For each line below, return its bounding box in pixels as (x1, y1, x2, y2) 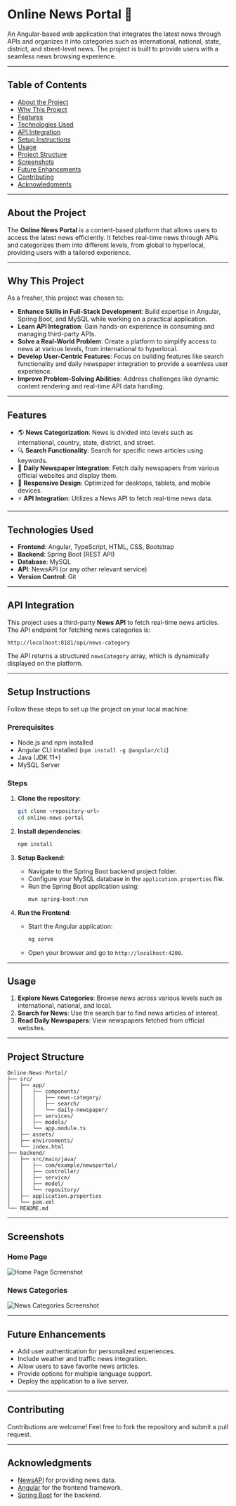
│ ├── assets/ (7, 1131, 55, 1139)
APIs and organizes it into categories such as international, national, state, (7, 37, 221, 45)
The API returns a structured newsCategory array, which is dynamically (7, 651, 209, 660)
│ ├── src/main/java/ (7, 1156, 77, 1163)
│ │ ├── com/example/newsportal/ (7, 1162, 118, 1169)
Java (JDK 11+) (17, 753, 61, 761)
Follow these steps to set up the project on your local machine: (7, 704, 189, 713)
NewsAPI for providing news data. (17, 1476, 117, 1484)
